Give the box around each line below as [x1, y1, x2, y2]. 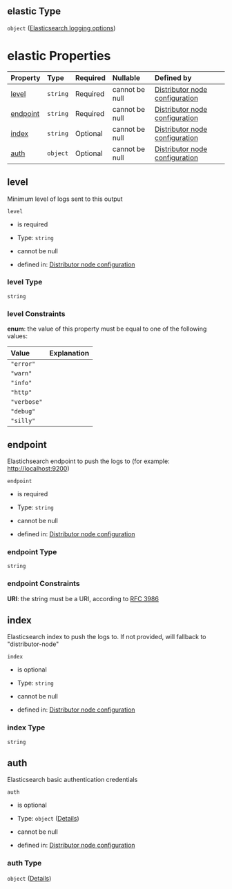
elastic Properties [7, 48, 111, 63]
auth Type [7, 859, 42, 868]
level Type [7, 277, 43, 287]
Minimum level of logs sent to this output [7, 195, 123, 203]
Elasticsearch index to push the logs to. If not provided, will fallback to [7, 633, 206, 641]
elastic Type [7, 6, 61, 17]
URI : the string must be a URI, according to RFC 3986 [7, 594, 159, 603]
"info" [10, 379, 32, 387]
